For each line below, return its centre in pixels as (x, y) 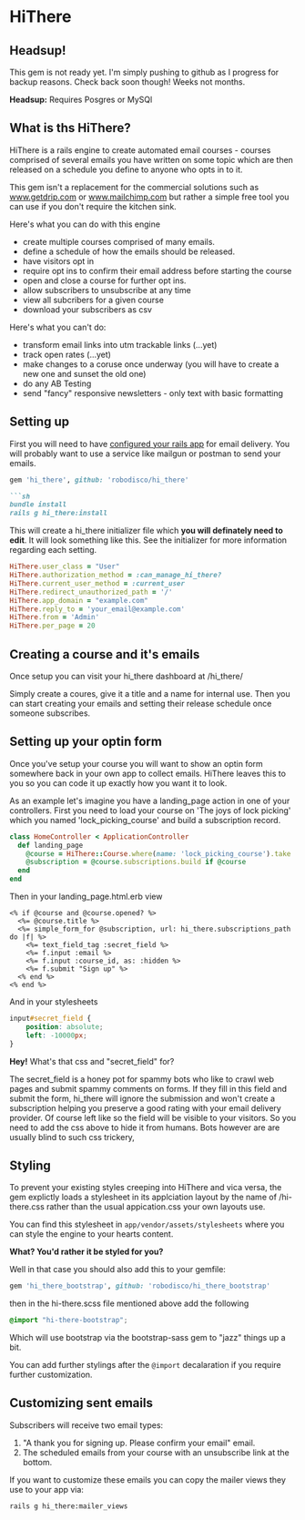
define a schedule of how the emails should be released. (128, 251)
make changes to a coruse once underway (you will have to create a (151, 364)
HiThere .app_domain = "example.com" (79, 600)
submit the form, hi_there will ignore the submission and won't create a (142, 1098)
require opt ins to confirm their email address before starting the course (157, 270)
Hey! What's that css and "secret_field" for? (92, 1061)
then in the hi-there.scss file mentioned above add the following (129, 1303)
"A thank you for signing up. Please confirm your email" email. (139, 1443)
